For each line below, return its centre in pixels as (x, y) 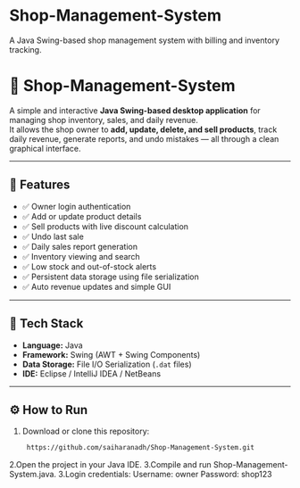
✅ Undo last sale (53, 236)
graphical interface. (46, 148)
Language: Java (52, 345)
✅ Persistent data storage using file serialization (110, 277)
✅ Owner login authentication (76, 206)
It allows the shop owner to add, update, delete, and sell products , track (143, 129)
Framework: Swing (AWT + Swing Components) (111, 354)
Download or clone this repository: (86, 431)
